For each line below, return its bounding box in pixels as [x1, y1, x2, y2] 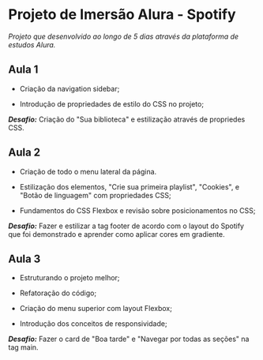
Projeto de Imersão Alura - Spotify [8, 6, 236, 24]
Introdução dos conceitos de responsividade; [19, 319, 167, 328]
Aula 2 [8, 146, 41, 159]
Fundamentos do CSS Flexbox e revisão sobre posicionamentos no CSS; [19, 205, 256, 215]
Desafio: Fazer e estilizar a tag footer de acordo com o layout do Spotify [8, 221, 245, 231]
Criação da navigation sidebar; [19, 84, 120, 93]
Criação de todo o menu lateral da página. [19, 167, 157, 176]
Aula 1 [8, 63, 39, 77]
